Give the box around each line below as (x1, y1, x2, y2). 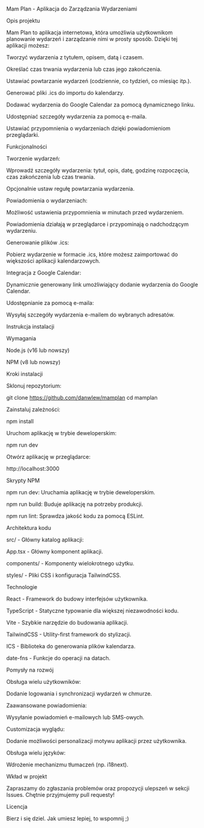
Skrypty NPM (6, 477, 40, 484)
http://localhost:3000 (6, 465, 60, 472)
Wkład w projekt (6, 773, 47, 780)
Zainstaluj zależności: (6, 406, 61, 413)
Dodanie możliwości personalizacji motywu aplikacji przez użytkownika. (6, 738, 187, 744)
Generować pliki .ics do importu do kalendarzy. (6, 89, 125, 97)
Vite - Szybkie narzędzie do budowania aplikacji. (6, 619, 129, 626)
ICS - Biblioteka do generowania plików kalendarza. (6, 643, 136, 650)
